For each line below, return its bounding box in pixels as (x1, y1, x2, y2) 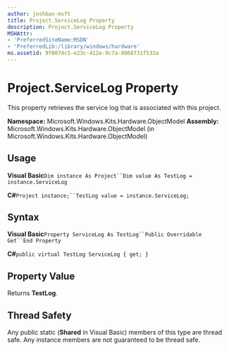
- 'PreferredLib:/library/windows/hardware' (7, 43, 140, 50)
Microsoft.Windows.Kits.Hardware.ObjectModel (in (7, 124, 155, 133)
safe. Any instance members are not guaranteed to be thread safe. (7, 335, 201, 344)
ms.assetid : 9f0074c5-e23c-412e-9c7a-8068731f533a (7, 50, 159, 57)
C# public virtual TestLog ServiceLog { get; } (7, 250, 149, 258)
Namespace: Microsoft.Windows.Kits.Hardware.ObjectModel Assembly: (7, 117, 219, 125)
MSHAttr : (7, 30, 33, 37)
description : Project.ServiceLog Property (7, 23, 134, 30)
